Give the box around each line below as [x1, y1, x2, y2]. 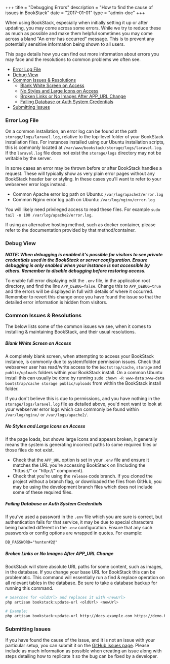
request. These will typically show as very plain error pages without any [5, 170, 155, 177]
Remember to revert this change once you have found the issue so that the [5, 293, 161, 299]
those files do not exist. [5, 447, 54, 453]
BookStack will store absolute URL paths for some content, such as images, [5, 563, 163, 569]
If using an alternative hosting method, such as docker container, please [5, 222, 156, 228]
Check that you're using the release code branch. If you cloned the [12, 473, 153, 479]
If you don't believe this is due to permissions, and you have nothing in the [5, 395, 160, 401]
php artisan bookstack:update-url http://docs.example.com [5, 614, 133, 619]
